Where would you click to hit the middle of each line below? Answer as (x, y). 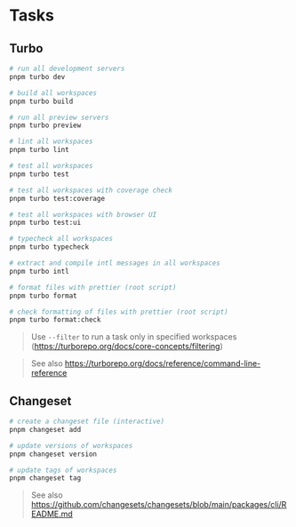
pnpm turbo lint (39, 150)
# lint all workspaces (51, 142)
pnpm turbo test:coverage (57, 198)
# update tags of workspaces (63, 470)
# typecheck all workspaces (61, 239)
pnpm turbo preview (45, 125)
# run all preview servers (59, 117)
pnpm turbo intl (39, 271)
